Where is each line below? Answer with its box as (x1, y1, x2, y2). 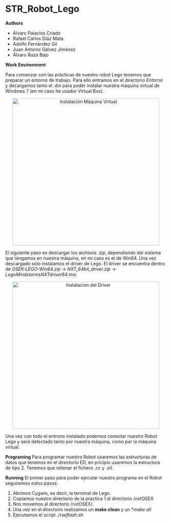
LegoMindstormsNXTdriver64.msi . (5, 271, 78, 277)
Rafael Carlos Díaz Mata (12, 35, 64, 41)
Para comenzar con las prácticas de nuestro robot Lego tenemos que (5, 71, 152, 77)
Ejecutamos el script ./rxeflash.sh (12, 512, 83, 518)
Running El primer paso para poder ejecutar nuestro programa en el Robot (5, 474, 162, 480)
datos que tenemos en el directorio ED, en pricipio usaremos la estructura (5, 459, 160, 465)
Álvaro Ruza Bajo (12, 52, 49, 58)
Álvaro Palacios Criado (12, 30, 61, 36)
